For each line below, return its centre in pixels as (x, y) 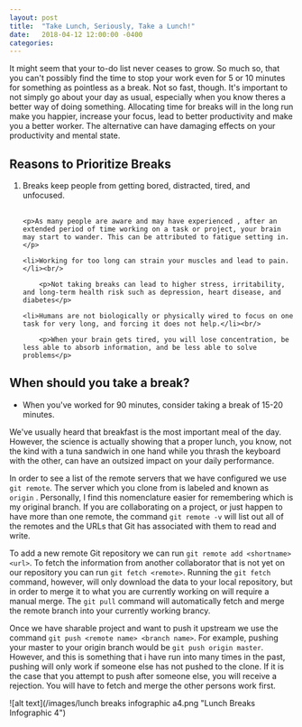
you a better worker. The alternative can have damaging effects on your (142, 126)
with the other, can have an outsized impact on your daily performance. (142, 460)
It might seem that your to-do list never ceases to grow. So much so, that (145, 69)
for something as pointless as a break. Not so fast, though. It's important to (149, 87)
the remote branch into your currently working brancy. (110, 611)
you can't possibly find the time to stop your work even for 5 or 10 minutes (147, 78)
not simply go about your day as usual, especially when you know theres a (147, 97)
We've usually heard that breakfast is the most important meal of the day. (146, 432)
